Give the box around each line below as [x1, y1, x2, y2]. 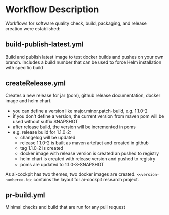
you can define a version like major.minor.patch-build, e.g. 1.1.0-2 [12, 107, 148, 114]
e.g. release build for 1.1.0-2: [12, 129, 72, 135]
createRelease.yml [5, 79, 66, 88]
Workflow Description [5, 4, 99, 15]
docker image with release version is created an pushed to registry [20, 150, 159, 156]
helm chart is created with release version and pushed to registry [20, 155, 156, 162]
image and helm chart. [5, 97, 52, 104]
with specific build [5, 64, 43, 70]
